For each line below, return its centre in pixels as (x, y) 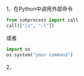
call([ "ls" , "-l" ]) (30, 26)
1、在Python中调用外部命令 (40, 9)
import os (18, 49)
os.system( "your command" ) (40, 55)
